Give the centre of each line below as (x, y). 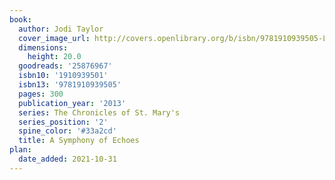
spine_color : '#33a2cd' (67, 131)
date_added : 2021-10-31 (67, 159)
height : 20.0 (54, 57)
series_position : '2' (63, 122)
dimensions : (43, 47)
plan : (20, 150)
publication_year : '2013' (72, 103)
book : (20, 19)
